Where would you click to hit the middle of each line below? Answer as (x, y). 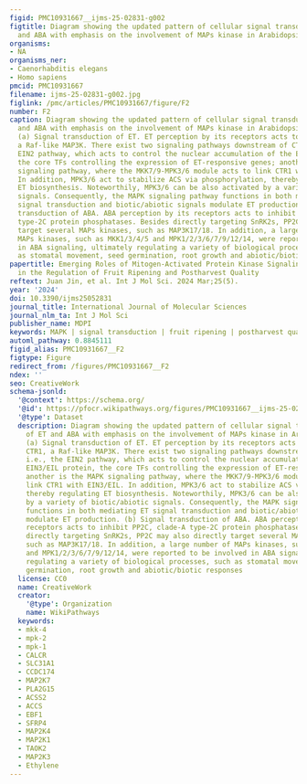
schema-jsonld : (38, 392)
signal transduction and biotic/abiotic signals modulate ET (137, 205)
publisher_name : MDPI (51, 324)
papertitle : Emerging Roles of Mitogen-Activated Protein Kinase (136, 265)
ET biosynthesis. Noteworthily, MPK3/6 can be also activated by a (149, 188)
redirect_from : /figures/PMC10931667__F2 (90, 366)
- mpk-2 (32, 638)
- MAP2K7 (34, 681)
